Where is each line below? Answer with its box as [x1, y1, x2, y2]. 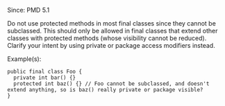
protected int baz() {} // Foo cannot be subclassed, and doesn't [13, 80, 210, 87]
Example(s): [7, 55, 42, 63]
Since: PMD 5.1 [7, 6, 50, 14]
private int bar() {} [13, 74, 76, 81]
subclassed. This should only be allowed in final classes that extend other [7, 27, 218, 35]
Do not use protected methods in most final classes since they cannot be [7, 19, 217, 27]
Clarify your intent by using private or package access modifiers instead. [7, 42, 215, 49]
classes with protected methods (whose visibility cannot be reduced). [7, 34, 207, 42]
